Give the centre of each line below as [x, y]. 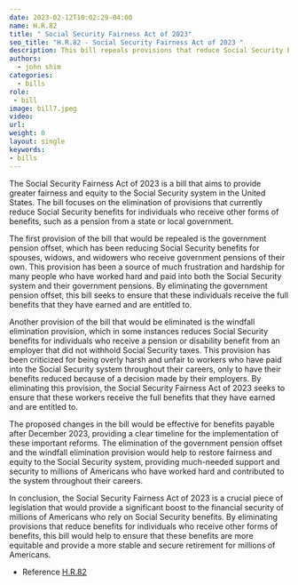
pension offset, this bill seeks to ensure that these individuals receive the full [149, 295]
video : [21, 116]
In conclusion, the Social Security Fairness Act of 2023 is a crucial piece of [146, 498]
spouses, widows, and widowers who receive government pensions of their [147, 257]
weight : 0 [27, 133]
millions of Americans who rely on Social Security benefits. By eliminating [143, 517]
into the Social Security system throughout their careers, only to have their [145, 369]
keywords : [27, 149]
